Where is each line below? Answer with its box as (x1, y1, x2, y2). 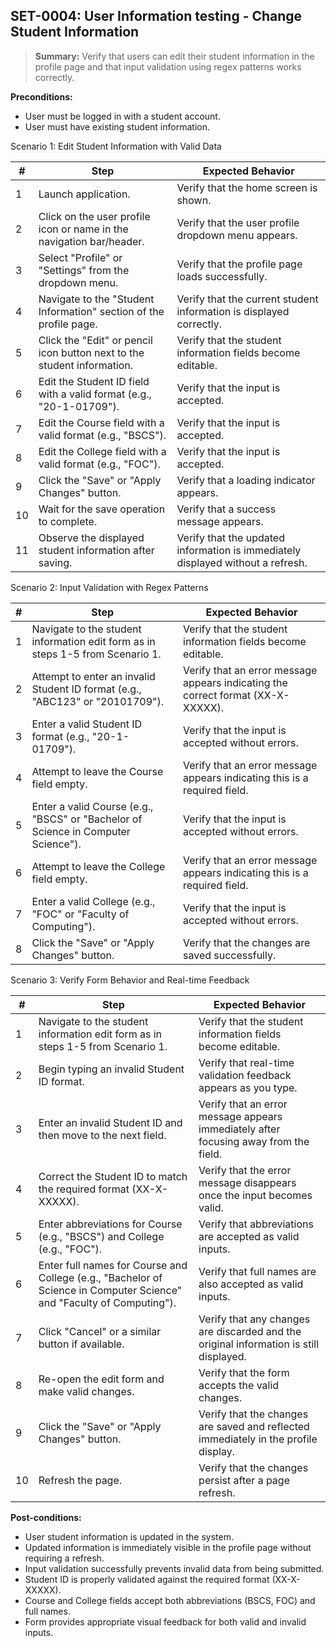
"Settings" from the (38, 263, 130, 277)
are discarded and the (198, 1324, 302, 1338)
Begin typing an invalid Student (38, 1062, 185, 1076)
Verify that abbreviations (198, 1217, 314, 1231)
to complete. (38, 514, 98, 528)
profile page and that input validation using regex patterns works (34, 60, 302, 73)
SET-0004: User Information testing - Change (10, 8, 303, 25)
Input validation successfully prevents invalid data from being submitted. (24, 1562, 325, 1574)
